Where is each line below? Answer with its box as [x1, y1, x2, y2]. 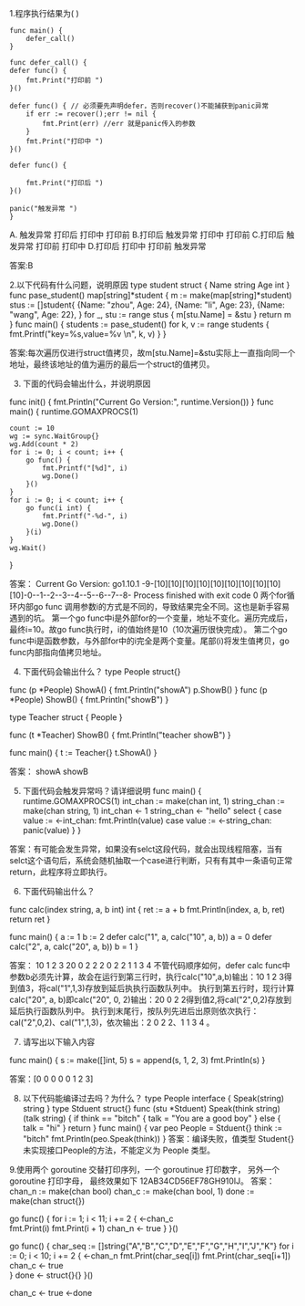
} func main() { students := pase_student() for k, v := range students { [9, 319, 270, 329]
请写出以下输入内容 [22, 1037, 96, 1047]
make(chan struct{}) [9, 1196, 86, 1207]
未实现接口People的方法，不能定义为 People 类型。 [22, 1144, 216, 1155]
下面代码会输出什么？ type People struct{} [22, 666, 181, 677]
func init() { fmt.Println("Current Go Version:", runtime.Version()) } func [9, 396, 275, 407]
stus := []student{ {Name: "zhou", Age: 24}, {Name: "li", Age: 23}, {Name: [9, 299, 285, 310]
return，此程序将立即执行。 [9, 866, 112, 877]
